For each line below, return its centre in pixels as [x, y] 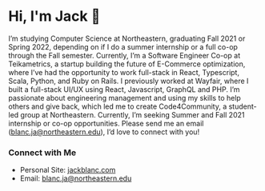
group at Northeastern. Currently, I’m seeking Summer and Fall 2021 [132, 114]
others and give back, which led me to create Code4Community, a [118, 106]
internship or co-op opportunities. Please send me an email [106, 123]
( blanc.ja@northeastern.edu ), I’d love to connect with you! [104, 132]
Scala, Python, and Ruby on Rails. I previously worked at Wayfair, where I [128, 81]
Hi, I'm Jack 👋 [54, 16]
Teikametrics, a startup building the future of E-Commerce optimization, [127, 64]
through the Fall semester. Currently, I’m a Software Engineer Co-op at [124, 55]
